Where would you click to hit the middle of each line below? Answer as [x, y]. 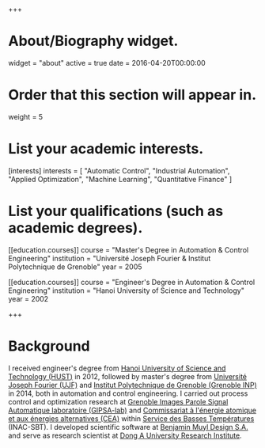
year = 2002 [28, 298]
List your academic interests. [106, 149]
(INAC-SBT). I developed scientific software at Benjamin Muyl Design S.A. [128, 427]
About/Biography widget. [93, 41]
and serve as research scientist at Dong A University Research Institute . [125, 435]
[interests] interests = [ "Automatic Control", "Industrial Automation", [119, 170]
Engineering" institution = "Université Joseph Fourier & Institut [110, 258]
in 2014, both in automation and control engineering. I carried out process [128, 393]
